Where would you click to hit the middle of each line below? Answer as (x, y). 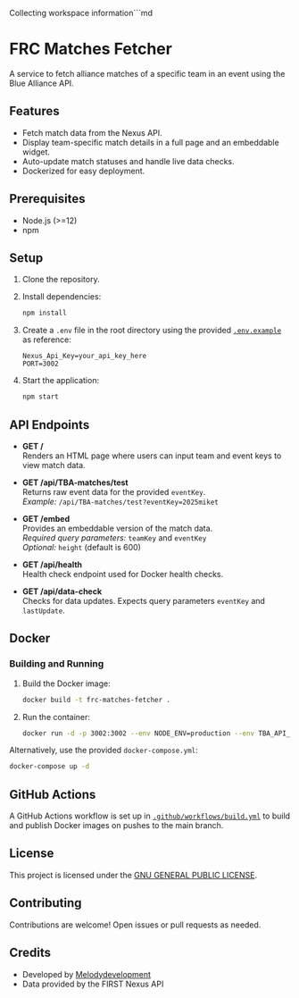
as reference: (46, 340)
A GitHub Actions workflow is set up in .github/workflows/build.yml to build (150, 816)
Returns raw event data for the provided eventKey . (114, 491)
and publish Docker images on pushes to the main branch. (116, 826)
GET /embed (46, 518)
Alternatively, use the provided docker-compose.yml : (104, 751)
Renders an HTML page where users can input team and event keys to (152, 456)
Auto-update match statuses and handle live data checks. (128, 161)
